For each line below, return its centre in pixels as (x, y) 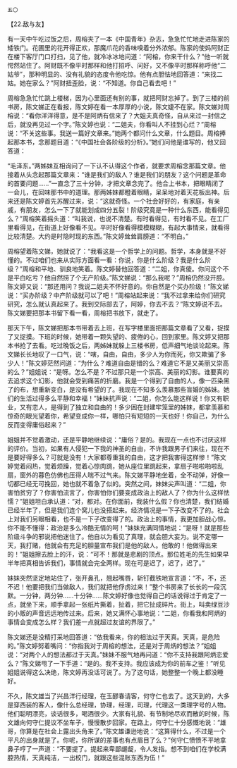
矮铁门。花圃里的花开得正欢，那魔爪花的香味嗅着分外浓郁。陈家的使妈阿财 (115, 48)
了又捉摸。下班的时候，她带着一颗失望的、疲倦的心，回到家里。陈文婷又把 (115, 336)
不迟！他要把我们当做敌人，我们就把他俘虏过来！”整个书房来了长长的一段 (114, 587)
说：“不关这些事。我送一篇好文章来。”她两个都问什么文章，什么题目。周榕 (114, 133)
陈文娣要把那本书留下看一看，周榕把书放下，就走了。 (85, 313)
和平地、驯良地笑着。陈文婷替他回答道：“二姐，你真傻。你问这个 (129, 269)
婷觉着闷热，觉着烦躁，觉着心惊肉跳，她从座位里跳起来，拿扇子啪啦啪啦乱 (115, 466)
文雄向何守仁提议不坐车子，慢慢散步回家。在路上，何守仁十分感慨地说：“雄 (117, 722)
